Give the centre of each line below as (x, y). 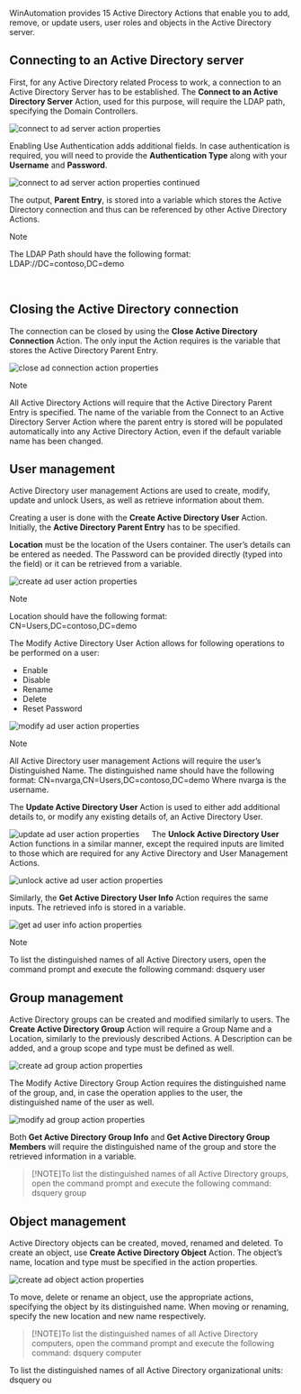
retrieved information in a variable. (73, 1156)
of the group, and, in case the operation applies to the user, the (126, 1093)
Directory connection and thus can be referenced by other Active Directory (148, 209)
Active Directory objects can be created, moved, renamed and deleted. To (146, 1244)
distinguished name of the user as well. (82, 1102)
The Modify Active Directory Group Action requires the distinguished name (148, 1083)
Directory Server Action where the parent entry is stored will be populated (146, 422)
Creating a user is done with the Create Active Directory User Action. (138, 518)
